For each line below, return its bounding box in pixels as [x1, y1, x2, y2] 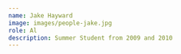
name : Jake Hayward [8, 11, 73, 20]
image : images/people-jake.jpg [8, 19, 112, 27]
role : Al [8, 26, 37, 34]
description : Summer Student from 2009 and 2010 [8, 33, 173, 42]
